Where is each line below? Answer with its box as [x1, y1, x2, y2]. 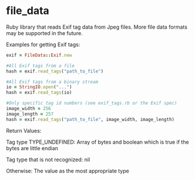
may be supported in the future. [6, 29, 83, 36]
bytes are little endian [6, 144, 59, 151]
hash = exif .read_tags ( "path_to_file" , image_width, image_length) [6, 116, 175, 122]
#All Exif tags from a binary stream [6, 79, 99, 85]
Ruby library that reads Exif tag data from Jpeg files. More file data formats [6, 23, 188, 30]
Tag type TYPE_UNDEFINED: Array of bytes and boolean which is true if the [6, 139, 189, 146]
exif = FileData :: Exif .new [6, 52, 72, 58]
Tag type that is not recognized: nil [6, 156, 90, 163]
